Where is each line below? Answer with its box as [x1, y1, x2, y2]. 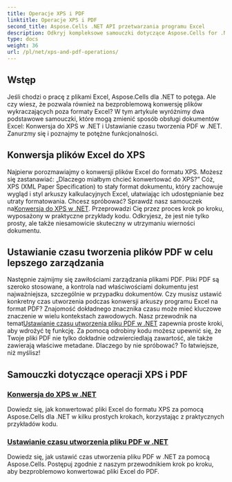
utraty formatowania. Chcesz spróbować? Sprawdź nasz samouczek [7, 197, 202, 205]
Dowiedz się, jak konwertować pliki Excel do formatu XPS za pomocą [7, 405, 204, 413]
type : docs [7, 36, 39, 43]
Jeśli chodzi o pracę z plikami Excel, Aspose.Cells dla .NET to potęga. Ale [7, 93, 216, 101]
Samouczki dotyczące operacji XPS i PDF [7, 369, 188, 380]
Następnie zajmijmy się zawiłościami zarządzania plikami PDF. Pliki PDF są [7, 276, 220, 284]
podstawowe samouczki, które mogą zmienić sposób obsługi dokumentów [7, 115, 220, 123]
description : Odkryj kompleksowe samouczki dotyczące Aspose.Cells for [7, 29, 217, 37]
